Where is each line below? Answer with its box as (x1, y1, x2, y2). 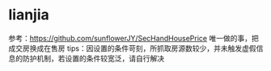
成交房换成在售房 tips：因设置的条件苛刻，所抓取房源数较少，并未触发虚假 (8, 43, 256, 53)
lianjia (8, 6, 50, 24)
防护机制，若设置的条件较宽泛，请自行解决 (22, 53, 164, 63)
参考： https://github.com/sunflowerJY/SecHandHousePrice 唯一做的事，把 (8, 33, 259, 43)
